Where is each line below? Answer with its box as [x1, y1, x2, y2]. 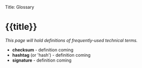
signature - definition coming [12, 57, 72, 63]
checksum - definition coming [12, 46, 74, 53]
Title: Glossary [5, 4, 34, 10]
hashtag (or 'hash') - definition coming [12, 52, 91, 58]
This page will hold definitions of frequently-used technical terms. [5, 37, 138, 43]
